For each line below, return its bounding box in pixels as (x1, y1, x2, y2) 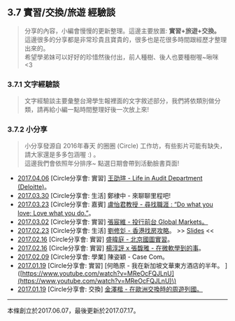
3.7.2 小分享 (7, 124, 48, 134)
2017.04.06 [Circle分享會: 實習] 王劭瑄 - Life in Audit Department (17, 174, 203, 183)
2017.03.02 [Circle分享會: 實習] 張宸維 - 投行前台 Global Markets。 (17, 217, 208, 226)
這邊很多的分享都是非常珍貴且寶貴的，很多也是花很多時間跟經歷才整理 (24, 35, 227, 43)
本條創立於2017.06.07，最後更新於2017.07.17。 (7, 306, 140, 315)
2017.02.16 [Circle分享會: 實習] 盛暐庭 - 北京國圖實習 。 (17, 235, 173, 243)
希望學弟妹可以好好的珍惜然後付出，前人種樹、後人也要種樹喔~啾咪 (24, 52, 219, 61)
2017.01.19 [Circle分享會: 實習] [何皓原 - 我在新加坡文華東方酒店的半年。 (17, 262, 224, 270)
